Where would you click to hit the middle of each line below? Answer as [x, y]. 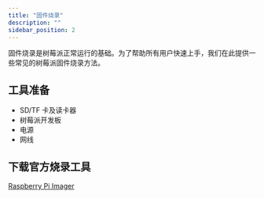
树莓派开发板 [40, 120]
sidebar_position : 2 [42, 30]
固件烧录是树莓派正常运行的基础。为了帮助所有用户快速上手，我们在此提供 [128, 53]
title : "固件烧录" [36, 15]
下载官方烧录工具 [49, 166]
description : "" [35, 23]
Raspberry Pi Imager [41, 186]
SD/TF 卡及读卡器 [48, 110]
